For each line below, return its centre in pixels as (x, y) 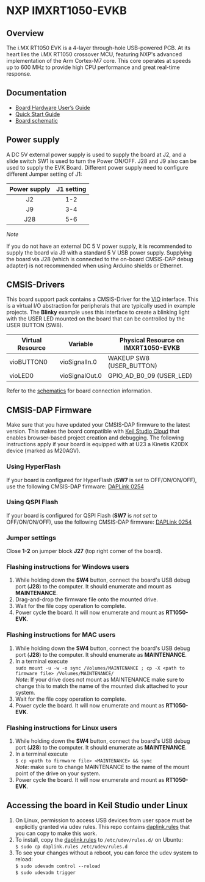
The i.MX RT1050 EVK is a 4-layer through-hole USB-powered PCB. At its (99, 48)
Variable (81, 344)
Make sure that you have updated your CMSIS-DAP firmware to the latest (98, 425)
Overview (25, 33)
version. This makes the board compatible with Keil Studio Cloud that (93, 432)
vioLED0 (22, 376)
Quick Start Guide (38, 114)
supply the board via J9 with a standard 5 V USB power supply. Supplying (99, 252)
